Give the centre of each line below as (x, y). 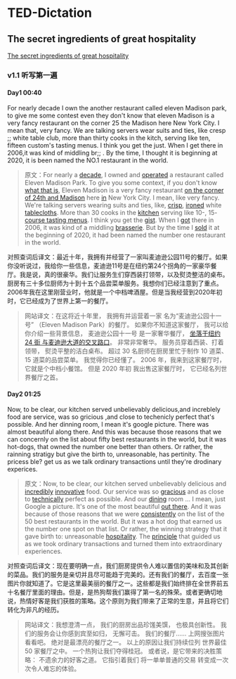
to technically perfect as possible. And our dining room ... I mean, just (125, 499)
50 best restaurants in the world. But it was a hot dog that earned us (123, 522)
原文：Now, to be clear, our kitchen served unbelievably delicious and (125, 484)
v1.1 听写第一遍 (32, 75)
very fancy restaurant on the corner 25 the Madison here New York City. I (113, 123)
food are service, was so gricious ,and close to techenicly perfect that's (111, 417)
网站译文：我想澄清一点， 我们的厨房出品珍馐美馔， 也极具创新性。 (122, 625)
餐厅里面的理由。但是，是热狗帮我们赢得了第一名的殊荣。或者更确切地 (121, 593)
